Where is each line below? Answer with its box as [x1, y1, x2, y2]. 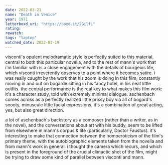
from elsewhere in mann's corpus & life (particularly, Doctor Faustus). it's [5, 127, 156, 133]
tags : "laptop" [5, 36, 37, 41]
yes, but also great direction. [5, 107, 64, 113]
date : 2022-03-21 [5, 7, 42, 13]
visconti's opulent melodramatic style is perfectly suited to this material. [5, 54, 154, 60]
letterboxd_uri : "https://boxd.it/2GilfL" [5, 21, 95, 27]
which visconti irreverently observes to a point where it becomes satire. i [5, 70, 155, 76]
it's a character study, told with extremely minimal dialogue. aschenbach [5, 91, 155, 97]
